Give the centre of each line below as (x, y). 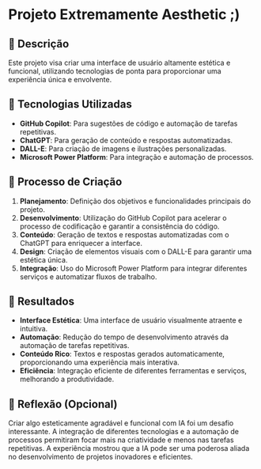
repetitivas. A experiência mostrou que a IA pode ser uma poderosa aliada (129, 448)
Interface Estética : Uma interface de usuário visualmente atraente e (131, 320)
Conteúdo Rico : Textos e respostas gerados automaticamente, (122, 354)
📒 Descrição (39, 44)
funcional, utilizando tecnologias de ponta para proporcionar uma (115, 71)
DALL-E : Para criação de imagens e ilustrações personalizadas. (123, 149)
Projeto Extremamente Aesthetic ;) (124, 15)
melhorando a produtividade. (67, 379)
